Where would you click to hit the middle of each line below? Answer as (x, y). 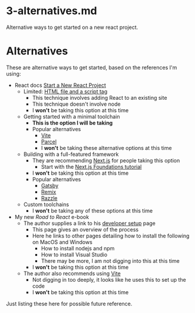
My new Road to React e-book (52, 217)
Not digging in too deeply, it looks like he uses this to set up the (109, 279)
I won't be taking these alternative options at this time (106, 148)
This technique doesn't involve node (76, 104)
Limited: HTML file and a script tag (65, 91)
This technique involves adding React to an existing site (100, 97)
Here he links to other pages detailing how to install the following (111, 236)
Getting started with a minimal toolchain (72, 116)
